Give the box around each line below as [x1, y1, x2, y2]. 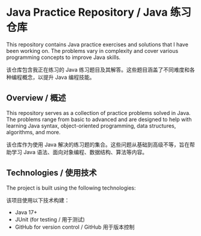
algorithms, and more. [6, 128, 61, 135]
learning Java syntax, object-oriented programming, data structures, [6, 122, 176, 129]
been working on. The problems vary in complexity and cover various [6, 47, 179, 54]
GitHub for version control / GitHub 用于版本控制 [14, 223, 135, 231]
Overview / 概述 [6, 93, 66, 103]
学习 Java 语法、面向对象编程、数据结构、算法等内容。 [11, 148, 148, 155]
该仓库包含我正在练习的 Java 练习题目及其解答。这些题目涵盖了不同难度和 [6, 66, 190, 73]
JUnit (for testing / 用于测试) [14, 216, 85, 223]
